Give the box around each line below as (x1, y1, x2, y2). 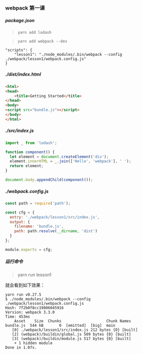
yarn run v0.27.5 (5, 292, 42, 297)
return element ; (10, 164, 44, 169)
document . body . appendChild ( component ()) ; (5, 177, 93, 182)
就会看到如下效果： (5, 282, 45, 288)
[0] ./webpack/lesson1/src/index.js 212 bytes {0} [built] (12, 327, 138, 332)
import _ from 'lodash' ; (5, 140, 57, 146)
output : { (10, 219, 30, 225)
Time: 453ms (5, 314, 30, 319)
